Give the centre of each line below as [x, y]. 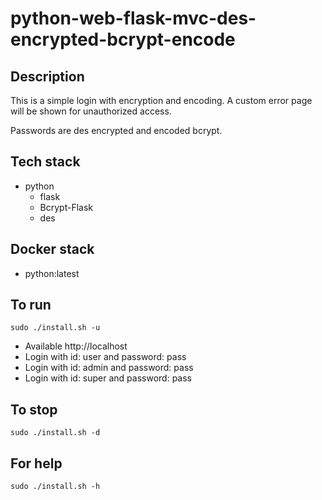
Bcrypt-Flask [66, 207]
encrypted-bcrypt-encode [123, 39]
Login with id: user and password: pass [105, 357]
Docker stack [52, 249]
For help [36, 463]
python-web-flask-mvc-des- [133, 18]
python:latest [52, 273]
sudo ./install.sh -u [55, 328]
